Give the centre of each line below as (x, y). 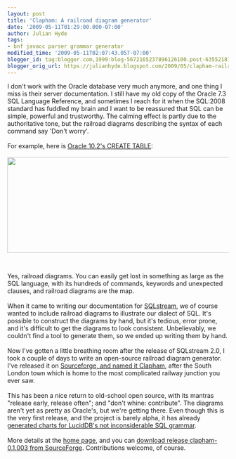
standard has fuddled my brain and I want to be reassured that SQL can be (115, 108)
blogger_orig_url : (34, 66)
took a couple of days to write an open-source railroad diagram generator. (115, 358)
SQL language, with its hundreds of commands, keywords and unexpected (115, 283)
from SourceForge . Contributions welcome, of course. (107, 448)
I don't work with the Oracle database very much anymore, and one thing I (115, 86)
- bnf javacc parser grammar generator (66, 46)
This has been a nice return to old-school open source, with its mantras (111, 395)
